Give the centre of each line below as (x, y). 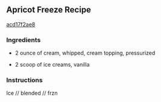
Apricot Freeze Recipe (49, 10)
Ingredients (24, 40)
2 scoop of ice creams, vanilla (52, 65)
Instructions (25, 80)
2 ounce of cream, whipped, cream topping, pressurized (85, 53)
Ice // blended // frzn (32, 93)
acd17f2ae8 (21, 24)
